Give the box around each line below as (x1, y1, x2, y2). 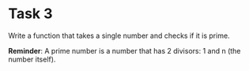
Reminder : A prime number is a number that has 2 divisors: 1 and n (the (8, 46, 241, 55)
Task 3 (8, 5, 53, 23)
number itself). (8, 54, 56, 64)
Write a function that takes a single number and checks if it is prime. (8, 31, 231, 40)
